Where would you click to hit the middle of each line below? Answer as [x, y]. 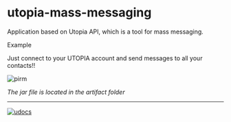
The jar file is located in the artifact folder [66, 92]
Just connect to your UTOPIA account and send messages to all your [105, 58]
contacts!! [21, 65]
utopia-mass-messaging [79, 13]
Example [20, 45]
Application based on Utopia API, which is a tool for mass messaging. [106, 32]
